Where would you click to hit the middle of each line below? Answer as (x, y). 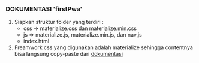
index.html (36, 41)
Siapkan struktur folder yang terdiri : (59, 22)
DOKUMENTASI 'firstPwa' (44, 9)
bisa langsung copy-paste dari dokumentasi (69, 54)
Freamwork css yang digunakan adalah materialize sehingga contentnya (103, 47)
